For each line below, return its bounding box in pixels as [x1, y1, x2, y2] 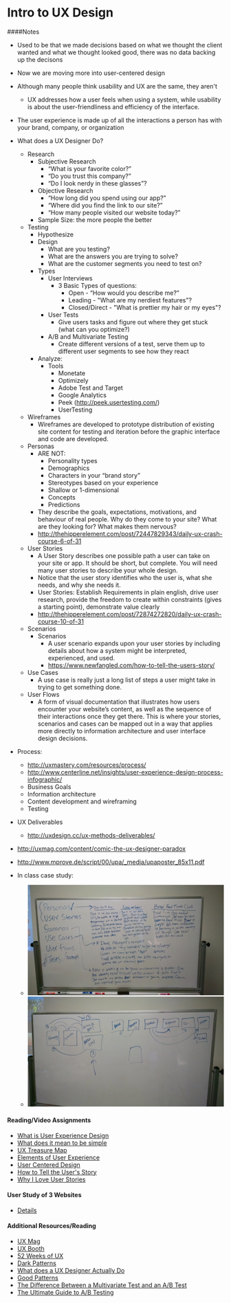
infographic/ [27, 775, 63, 783]
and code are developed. [37, 434, 109, 443]
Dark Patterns [16, 1259, 57, 1267]
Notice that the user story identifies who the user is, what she [37, 573, 212, 581]
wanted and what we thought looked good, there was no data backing [16, 48, 216, 56]
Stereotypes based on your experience [47, 478, 159, 487]
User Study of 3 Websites [7, 1191, 82, 1199]
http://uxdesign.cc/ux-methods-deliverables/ [27, 831, 155, 839]
